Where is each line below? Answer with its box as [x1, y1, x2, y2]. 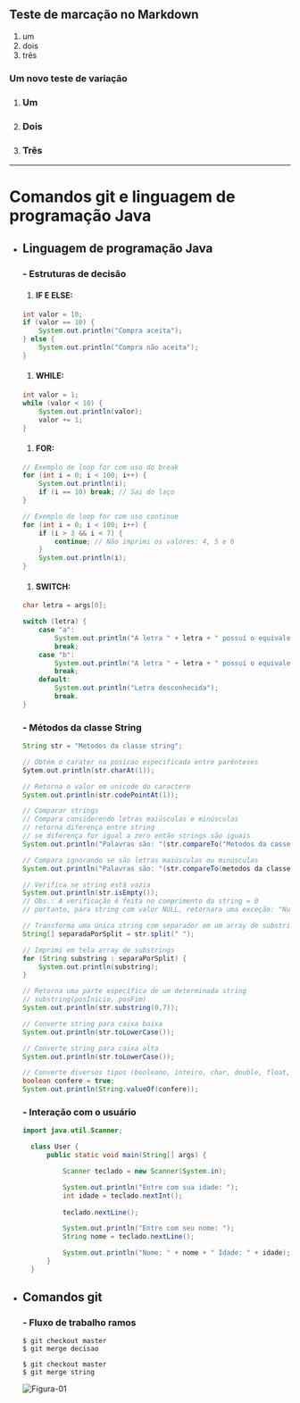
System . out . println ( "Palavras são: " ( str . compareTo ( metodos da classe [21, 864, 291, 873]
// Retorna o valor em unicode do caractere [21, 781, 191, 791]
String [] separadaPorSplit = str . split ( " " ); [21, 929, 195, 939]
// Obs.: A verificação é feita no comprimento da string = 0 [21, 897, 259, 906]
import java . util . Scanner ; [21, 1126, 123, 1135]
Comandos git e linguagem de [9, 187, 236, 207]
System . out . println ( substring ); [38, 962, 159, 972]
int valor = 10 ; [21, 310, 83, 319]
